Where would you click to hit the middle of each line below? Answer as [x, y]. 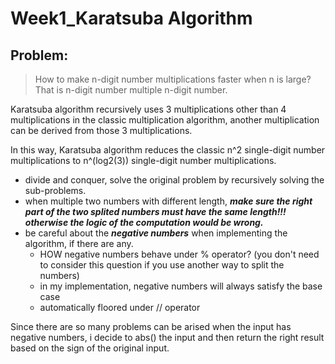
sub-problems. [55, 190]
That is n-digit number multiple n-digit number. [131, 90]
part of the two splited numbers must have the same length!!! [155, 211]
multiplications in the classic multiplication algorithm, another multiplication [165, 120]
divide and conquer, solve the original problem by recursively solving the [174, 180]
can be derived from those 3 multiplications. [101, 130]
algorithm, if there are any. [79, 243]
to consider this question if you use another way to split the [162, 265]
